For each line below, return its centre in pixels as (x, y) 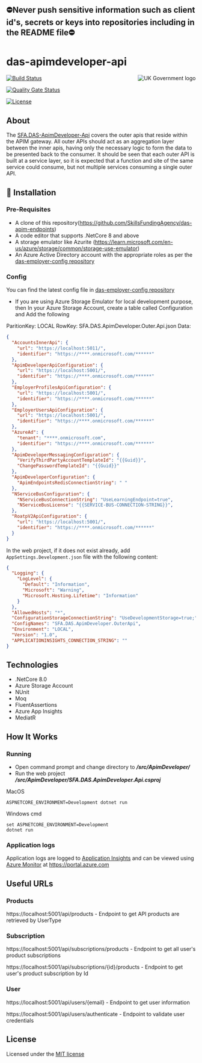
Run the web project (40, 774)
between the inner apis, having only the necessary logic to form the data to (99, 148)
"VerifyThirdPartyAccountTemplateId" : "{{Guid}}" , (82, 460)
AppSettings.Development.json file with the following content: (82, 557)
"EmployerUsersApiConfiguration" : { (57, 410)
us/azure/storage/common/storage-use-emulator (76, 248)
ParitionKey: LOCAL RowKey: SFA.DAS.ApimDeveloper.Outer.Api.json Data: (99, 326)
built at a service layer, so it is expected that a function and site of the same (100, 161)
